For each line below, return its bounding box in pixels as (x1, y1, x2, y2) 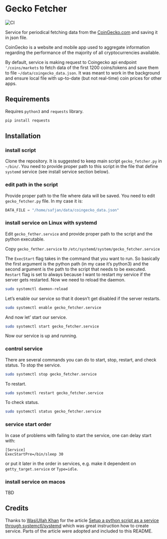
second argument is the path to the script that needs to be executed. (5, 266, 146, 272)
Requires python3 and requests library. (5, 108, 84, 114)
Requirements (5, 95, 50, 103)
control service (5, 345, 43, 352)
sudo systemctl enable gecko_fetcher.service (5, 305, 101, 310)
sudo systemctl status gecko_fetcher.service (5, 409, 101, 414)
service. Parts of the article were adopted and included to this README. (5, 528, 153, 534)
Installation (5, 132, 41, 140)
